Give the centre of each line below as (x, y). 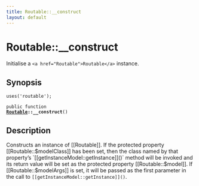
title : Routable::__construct (44, 12)
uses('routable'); (29, 97)
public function (26, 107)
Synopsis (24, 82)
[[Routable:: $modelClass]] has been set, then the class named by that (92, 151)
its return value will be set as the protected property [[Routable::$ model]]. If (99, 164)
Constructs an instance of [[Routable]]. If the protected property (85, 145)
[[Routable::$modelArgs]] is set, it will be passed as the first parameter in (96, 170)
